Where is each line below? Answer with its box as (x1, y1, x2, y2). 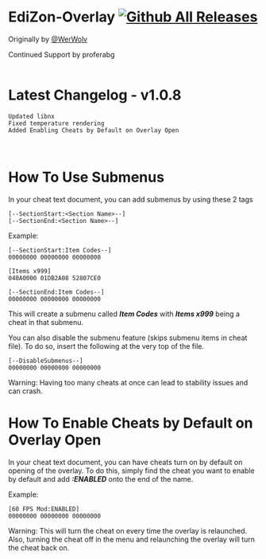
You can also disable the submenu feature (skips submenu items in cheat (8, 333, 248, 342)
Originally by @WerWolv (8, 34, 88, 44)
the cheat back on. (8, 542, 70, 553)
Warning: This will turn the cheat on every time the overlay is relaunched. (8, 526, 248, 535)
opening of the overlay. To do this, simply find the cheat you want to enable (8, 466, 256, 475)
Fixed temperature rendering (8, 119, 105, 127)
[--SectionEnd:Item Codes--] (8, 287, 105, 296)
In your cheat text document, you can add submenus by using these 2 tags (8, 194, 253, 204)
